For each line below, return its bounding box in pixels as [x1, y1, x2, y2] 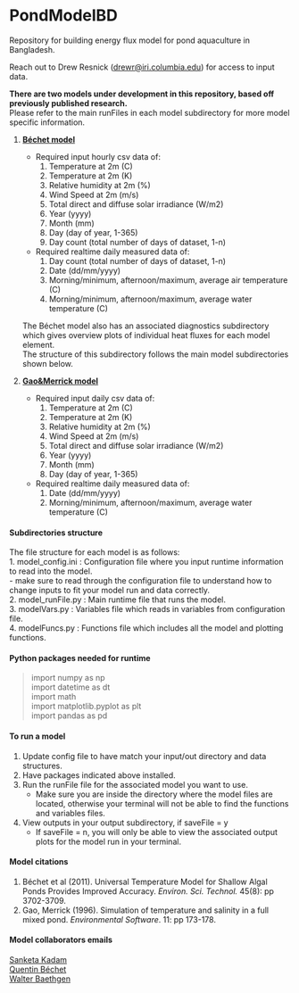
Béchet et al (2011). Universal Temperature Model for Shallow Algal [21, 876, 268, 887]
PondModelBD [9, 5, 119, 26]
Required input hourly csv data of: [35, 151, 161, 161]
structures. [21, 760, 62, 771]
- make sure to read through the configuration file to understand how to [9, 575, 272, 586]
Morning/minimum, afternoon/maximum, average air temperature [48, 274, 288, 285]
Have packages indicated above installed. [21, 769, 176, 781]
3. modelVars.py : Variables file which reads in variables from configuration [9, 604, 286, 615]
